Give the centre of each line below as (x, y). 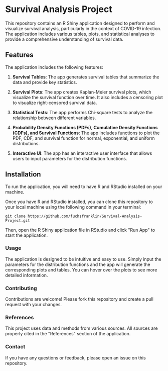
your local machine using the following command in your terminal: (73, 207)
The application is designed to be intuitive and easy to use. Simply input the (83, 259)
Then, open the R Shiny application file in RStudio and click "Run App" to (80, 230)
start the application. (27, 235)
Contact (15, 347)
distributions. (26, 143)
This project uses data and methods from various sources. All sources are (81, 328)
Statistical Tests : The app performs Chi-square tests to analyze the (82, 112)
